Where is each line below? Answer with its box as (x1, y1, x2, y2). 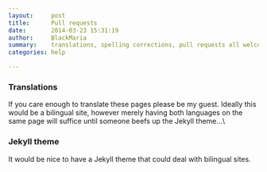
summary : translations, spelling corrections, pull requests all (8, 41, 240, 49)
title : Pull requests (8, 19, 98, 27)
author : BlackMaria (8, 33, 87, 42)
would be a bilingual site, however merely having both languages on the (8, 108, 243, 117)
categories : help (8, 48, 66, 56)
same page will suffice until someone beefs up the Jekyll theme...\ (8, 117, 226, 126)
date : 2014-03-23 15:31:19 (8, 26, 119, 34)
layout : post (8, 11, 66, 20)
